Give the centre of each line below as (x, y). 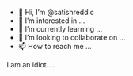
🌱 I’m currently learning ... (60, 29)
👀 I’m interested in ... (51, 21)
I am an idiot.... (31, 65)
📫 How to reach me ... (55, 46)
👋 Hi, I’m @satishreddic (56, 12)
